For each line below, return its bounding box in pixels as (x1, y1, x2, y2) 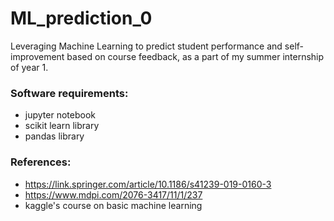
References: (10, 155, 72, 169)
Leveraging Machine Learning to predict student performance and (10, 40, 283, 52)
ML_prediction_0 (10, 7, 153, 30)
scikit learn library (24, 120, 100, 132)
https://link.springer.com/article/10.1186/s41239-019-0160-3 (24, 178, 272, 190)
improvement (10, 50, 65, 62)
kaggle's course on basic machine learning (24, 199, 203, 211)
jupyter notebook (24, 109, 96, 121)
